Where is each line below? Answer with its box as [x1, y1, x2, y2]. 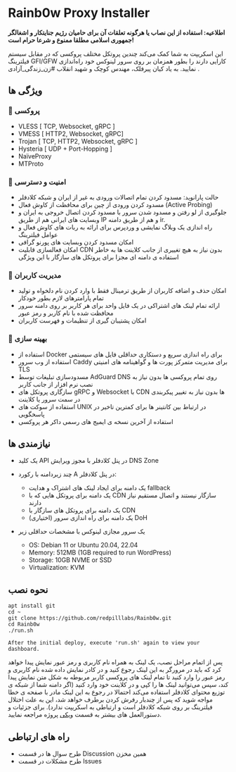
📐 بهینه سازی [8, 334, 48, 344]
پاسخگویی [18, 410, 45, 418]
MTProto [18, 159, 44, 168]
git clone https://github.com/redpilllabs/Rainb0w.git [8, 615, 172, 622]
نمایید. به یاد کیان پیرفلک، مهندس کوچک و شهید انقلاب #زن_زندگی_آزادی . [8, 64, 199, 73]
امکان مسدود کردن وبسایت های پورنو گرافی [18, 237, 134, 246]
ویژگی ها [8, 85, 43, 96]
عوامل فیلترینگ [18, 230, 58, 239]
